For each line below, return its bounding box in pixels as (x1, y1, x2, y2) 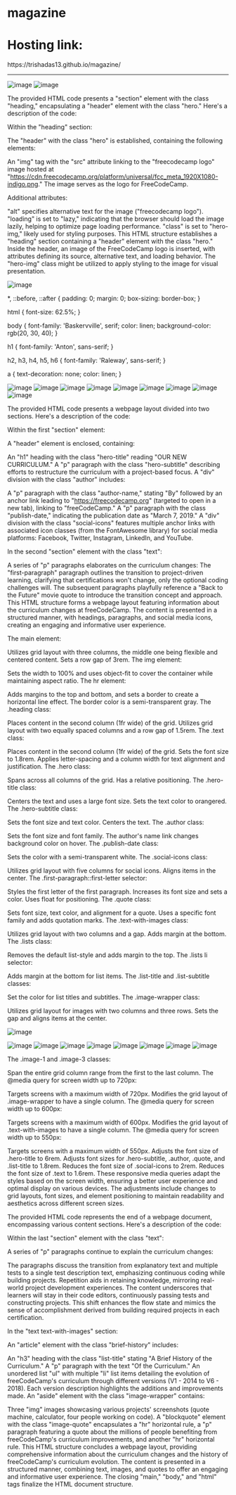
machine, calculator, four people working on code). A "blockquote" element (7, 1413, 226, 1421)
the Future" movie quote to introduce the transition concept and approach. (7, 591, 223, 599)
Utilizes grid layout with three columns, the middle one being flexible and (7, 648, 218, 657)
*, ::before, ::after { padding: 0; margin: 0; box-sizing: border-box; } (7, 294, 201, 303)
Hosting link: (7, 37, 83, 53)
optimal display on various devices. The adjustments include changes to (7, 1184, 216, 1193)
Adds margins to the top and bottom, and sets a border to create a (7, 691, 199, 699)
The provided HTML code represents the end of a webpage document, (7, 1213, 213, 1221)
